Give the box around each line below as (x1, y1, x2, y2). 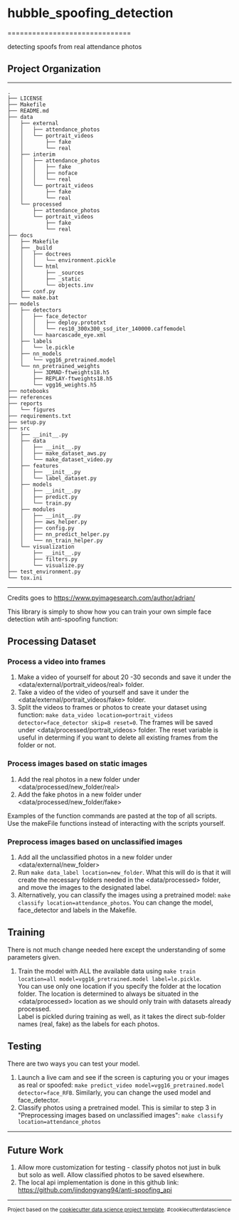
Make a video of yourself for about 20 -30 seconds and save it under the (17, 673, 231, 681)
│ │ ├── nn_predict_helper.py (7, 530, 110, 538)
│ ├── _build (7, 244, 53, 251)
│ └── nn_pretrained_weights (7, 362, 100, 369)
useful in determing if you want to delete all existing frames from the (17, 733, 218, 742)
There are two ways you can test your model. (7, 1059, 140, 1068)
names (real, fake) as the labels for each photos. (17, 1019, 160, 1028)
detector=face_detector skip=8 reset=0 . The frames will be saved (17, 718, 213, 727)
